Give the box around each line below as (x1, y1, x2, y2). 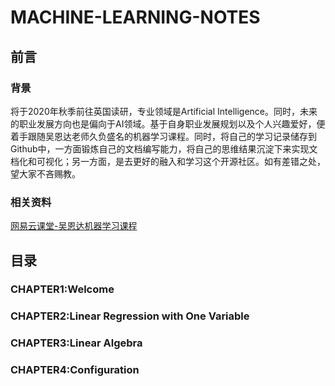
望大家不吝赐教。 (10, 167, 81, 180)
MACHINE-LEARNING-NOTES (10, 6, 261, 29)
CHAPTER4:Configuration (10, 363, 140, 377)
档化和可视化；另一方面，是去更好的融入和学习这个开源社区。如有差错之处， (10, 155, 326, 167)
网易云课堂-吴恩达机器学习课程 (10, 220, 138, 232)
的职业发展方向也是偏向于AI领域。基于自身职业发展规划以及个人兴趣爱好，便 (10, 117, 326, 130)
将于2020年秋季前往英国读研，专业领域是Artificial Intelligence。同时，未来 (10, 105, 318, 117)
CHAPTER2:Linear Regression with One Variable (10, 309, 250, 323)
